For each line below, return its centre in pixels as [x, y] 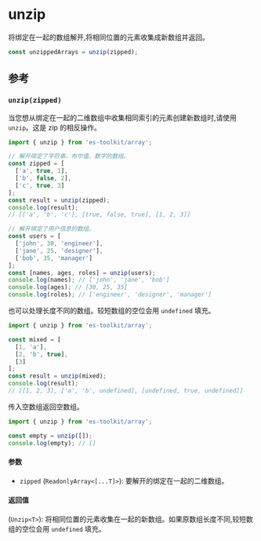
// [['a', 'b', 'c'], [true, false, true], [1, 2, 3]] [100, 215]
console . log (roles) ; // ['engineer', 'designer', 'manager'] [110, 295]
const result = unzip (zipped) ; [59, 200]
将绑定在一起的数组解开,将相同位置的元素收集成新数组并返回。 [109, 37]
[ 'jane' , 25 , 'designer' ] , [59, 250]
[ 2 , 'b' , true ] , [42, 354]
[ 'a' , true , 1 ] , [42, 171]
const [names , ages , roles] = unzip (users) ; [82, 272]
